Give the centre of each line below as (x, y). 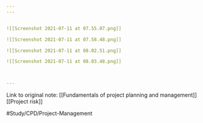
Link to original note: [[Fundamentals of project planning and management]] (102, 95)
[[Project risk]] (24, 102)
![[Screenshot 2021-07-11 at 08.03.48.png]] (64, 62)
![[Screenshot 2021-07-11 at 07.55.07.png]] (64, 28)
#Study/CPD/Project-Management (50, 113)
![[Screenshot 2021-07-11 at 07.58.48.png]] (64, 39)
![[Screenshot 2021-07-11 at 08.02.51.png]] (64, 50)
